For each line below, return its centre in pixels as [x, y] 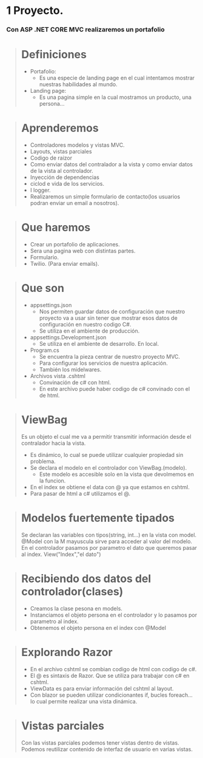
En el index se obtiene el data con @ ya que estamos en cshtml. [110, 487]
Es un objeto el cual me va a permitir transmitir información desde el [106, 436]
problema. [43, 461]
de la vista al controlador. [62, 171]
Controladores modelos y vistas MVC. [78, 145]
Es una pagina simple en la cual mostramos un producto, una [115, 97]
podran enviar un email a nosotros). [75, 203]
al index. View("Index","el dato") [61, 554]
